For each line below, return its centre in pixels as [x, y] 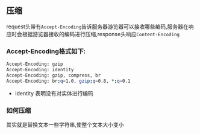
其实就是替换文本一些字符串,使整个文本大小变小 [65, 124]
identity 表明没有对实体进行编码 [54, 93]
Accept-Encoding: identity [40, 69]
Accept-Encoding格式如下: [46, 51]
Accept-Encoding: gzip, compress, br [54, 75]
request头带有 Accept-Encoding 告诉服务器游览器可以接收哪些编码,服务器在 [97, 27]
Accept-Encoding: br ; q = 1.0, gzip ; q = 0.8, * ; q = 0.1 [68, 81]
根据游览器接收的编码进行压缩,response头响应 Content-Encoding [101, 34]
